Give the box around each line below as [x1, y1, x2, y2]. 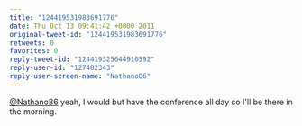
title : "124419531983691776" [9, 13, 119, 22]
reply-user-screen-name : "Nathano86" [9, 72, 151, 81]
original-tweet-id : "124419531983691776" [9, 30, 168, 39]
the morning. [9, 105, 57, 117]
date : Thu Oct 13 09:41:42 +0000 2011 [9, 22, 155, 31]
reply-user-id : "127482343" [9, 64, 115, 73]
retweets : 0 [9, 38, 54, 48]
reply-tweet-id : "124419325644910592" [9, 55, 155, 64]
